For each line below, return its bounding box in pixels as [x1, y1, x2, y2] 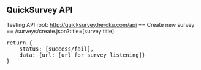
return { [6, 39, 32, 46]
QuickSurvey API [6, 5, 73, 15]
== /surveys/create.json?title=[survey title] [6, 27, 115, 35]
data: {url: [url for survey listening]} [19, 51, 146, 58]
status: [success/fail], [19, 45, 94, 52]
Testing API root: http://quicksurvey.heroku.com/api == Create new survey [6, 21, 195, 28]
